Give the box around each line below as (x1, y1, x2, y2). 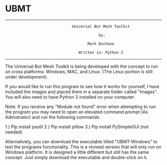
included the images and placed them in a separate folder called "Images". (5, 89, 158, 95)
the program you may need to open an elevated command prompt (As (5, 109, 148, 114)
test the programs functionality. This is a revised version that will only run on (5, 144, 162, 150)
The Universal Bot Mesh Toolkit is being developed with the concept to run (5, 63, 158, 69)
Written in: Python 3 (79, 50, 123, 55)
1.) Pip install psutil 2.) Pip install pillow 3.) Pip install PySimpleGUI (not (5, 123, 149, 129)
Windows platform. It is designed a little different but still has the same (5, 149, 149, 155)
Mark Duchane (87, 41, 114, 46)
